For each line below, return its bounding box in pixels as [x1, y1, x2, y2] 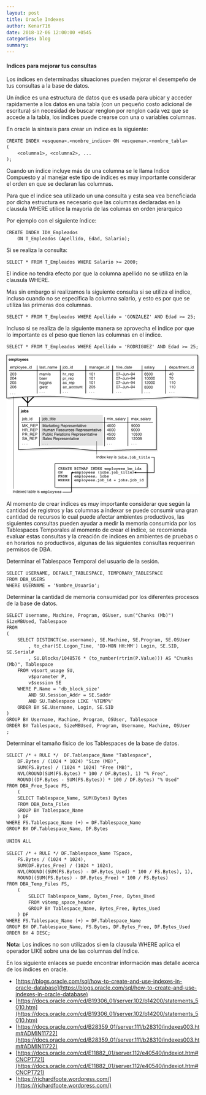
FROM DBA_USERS [6, 576, 45, 582]
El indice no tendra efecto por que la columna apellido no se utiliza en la [6, 270, 188, 277]
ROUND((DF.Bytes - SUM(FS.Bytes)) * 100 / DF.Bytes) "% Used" [17, 777, 180, 783]
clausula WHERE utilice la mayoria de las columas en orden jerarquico [6, 205, 183, 213]
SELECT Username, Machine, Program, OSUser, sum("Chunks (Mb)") [6, 612, 174, 619]
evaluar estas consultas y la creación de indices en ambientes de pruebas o [6, 533, 198, 540]
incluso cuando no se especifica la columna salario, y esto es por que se [6, 295, 190, 302]
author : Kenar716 [6, 23, 51, 29]
